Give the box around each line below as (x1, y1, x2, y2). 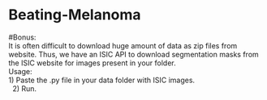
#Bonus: (8, 32, 37, 42)
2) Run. (11, 83, 37, 94)
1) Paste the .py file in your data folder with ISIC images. (8, 75, 196, 85)
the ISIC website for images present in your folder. (8, 58, 176, 68)
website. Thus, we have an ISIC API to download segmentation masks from (8, 49, 260, 59)
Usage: (8, 66, 32, 76)
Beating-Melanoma (8, 6, 141, 24)
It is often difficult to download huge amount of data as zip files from (8, 40, 238, 50)
